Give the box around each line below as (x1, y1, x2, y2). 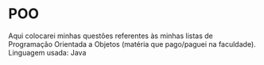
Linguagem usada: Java (8, 48, 87, 57)
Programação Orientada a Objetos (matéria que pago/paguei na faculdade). (8, 39, 256, 48)
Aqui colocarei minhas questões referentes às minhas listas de (8, 31, 213, 40)
